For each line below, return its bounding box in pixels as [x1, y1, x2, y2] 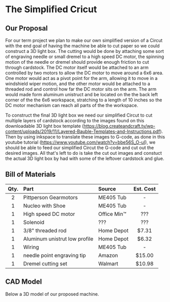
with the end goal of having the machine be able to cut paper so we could [5, 43, 160, 49]
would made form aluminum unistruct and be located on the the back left [5, 92, 158, 97]
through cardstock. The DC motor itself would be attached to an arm [5, 65, 149, 70]
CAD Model [5, 278, 42, 286]
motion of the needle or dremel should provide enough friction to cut [5, 59, 149, 65]
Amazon [98, 252, 118, 259]
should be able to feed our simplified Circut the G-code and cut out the [5, 145, 154, 151]
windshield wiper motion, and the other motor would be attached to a [5, 80, 150, 87]
